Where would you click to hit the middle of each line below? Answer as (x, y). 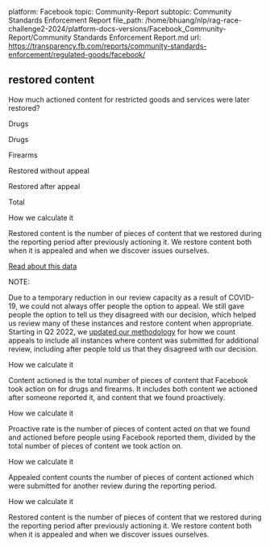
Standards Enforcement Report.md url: (137, 37)
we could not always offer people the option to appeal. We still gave (132, 305)
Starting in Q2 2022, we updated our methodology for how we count (122, 331)
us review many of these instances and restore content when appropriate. (131, 323)
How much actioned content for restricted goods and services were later (129, 99)
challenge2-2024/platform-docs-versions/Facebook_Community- (118, 29)
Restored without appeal (49, 170)
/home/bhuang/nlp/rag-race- (193, 20)
